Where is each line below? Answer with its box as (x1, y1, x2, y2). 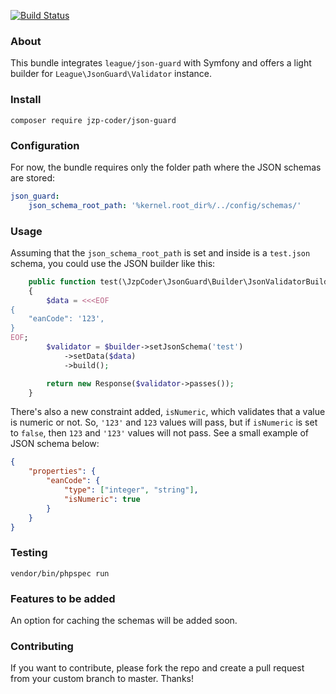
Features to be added (10, 591, 116, 605)
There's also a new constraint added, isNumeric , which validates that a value (10, 406, 326, 418)
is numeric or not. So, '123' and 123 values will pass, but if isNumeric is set (10, 416, 318, 429)
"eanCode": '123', (28, 314, 105, 324)
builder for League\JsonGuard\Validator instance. (10, 68, 213, 80)
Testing (10, 546, 48, 560)
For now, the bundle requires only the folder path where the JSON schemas (10, 161, 322, 173)
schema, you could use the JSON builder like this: (10, 257, 216, 269)
